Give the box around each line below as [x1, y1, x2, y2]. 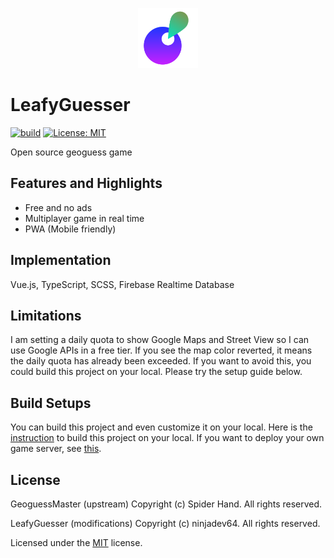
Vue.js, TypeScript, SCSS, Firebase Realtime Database [10, 278, 235, 290]
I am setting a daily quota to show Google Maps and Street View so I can [10, 334, 310, 346]
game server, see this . [10, 443, 102, 455]
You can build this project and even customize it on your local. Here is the [10, 421, 313, 433]
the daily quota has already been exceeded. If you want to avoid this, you [10, 355, 312, 367]
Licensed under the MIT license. [10, 537, 143, 548]
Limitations [10, 307, 82, 324]
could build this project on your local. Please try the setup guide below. [10, 366, 303, 378]
